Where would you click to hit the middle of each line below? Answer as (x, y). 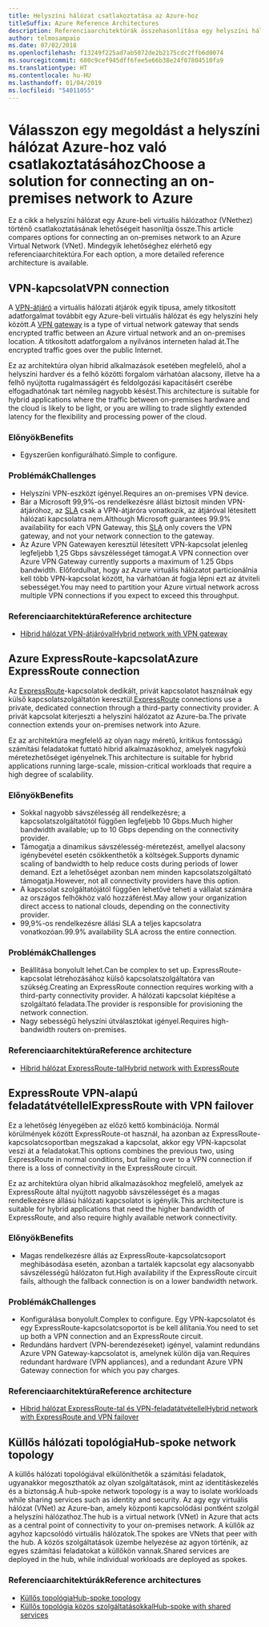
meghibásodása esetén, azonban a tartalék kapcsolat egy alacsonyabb (137, 1264)
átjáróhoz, (36, 510)
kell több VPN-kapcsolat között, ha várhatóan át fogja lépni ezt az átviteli (140, 578)
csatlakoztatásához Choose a (107, 164)
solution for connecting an (98, 181)
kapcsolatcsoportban (43, 1142)
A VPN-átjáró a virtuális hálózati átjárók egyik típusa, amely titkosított (122, 308)
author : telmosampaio (44, 38)
